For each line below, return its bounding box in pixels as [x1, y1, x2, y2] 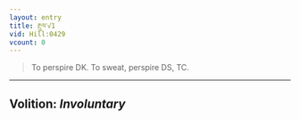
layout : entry [9, 12, 62, 22]
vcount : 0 [9, 37, 46, 47]
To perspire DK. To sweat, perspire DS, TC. [30, 62, 190, 73]
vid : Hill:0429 [9, 29, 66, 38]
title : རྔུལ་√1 [9, 21, 56, 30]
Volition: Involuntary [9, 96, 126, 111]
